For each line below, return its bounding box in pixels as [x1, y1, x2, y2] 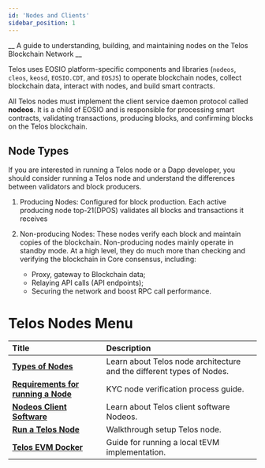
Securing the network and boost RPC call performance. [31, 286, 211, 296]
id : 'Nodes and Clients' [8, 11, 90, 20]
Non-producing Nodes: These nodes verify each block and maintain [19, 230, 241, 239]
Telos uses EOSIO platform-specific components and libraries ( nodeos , [8, 64, 237, 73]
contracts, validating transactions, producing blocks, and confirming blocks [8, 113, 254, 122]
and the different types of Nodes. [106, 366, 230, 377]
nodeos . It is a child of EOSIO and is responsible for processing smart [8, 104, 235, 114]
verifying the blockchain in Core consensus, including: [19, 254, 197, 264]
